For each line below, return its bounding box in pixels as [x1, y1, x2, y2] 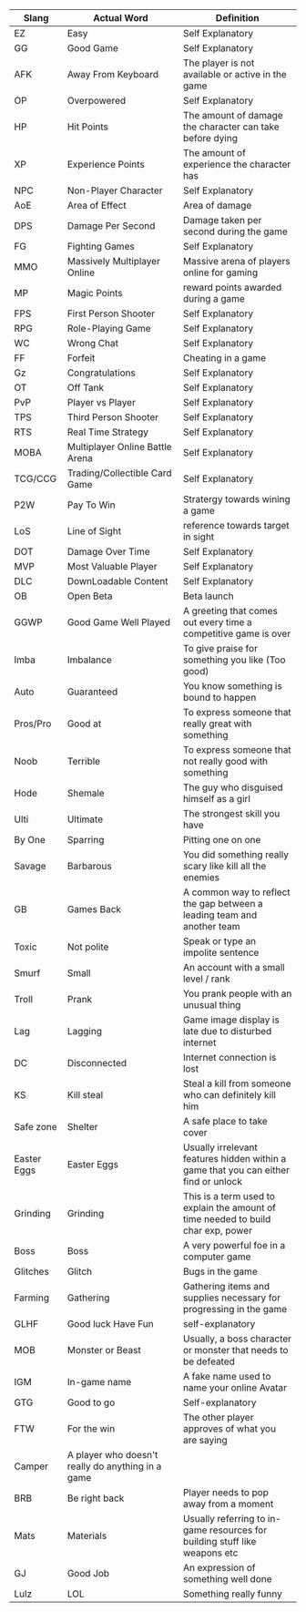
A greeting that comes [182, 605, 278, 617]
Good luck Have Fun [66, 1318, 154, 1330]
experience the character [182, 159, 291, 170]
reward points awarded [182, 282, 282, 293]
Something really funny [182, 1587, 282, 1600]
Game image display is [182, 1013, 280, 1026]
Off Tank [66, 382, 105, 394]
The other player [182, 1412, 254, 1423]
